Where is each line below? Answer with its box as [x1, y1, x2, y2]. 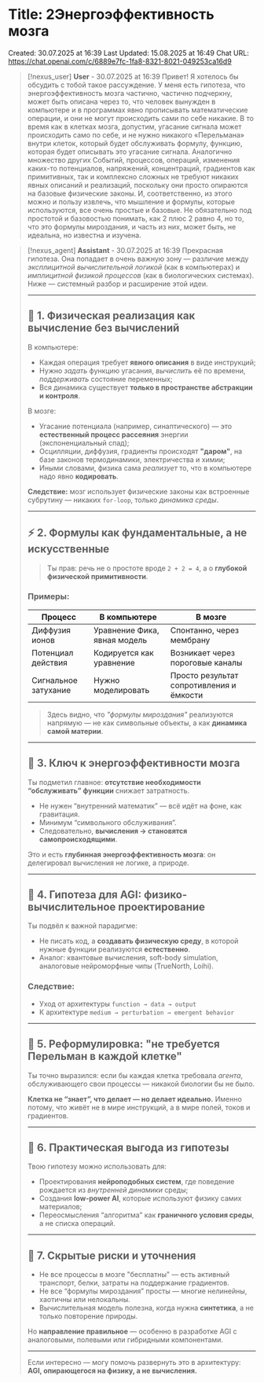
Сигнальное [31, 674, 79, 685]
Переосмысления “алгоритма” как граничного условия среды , [38, 1210, 255, 1220]
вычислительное [27, 901, 116, 914]
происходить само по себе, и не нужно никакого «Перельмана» [27, 130, 245, 139]
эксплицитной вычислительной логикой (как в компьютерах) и [27, 262, 240, 272]
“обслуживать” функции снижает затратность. [27, 786, 190, 795]
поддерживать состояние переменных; [38, 374, 173, 383]
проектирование [117, 901, 206, 914]
